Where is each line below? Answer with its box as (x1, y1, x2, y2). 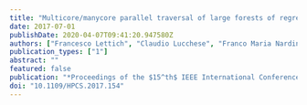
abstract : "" (9, 56, 59, 65)
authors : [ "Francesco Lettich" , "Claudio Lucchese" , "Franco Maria (9, 38, 272, 48)
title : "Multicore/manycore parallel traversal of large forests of (9, 13, 276, 23)
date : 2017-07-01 (9, 22, 76, 31)
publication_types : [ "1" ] (9, 47, 108, 57)
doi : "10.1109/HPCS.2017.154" (9, 81, 125, 90)
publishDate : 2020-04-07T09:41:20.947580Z (9, 30, 174, 39)
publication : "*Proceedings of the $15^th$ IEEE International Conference (9, 73, 301, 82)
